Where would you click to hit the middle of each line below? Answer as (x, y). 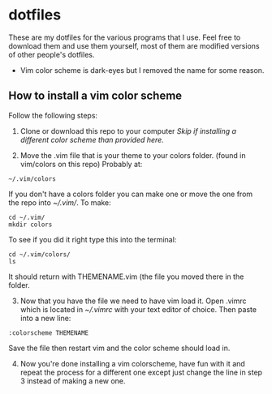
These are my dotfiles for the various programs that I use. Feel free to (125, 37)
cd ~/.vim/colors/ (39, 254)
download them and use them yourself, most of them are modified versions (134, 45)
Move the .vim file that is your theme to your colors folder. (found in (133, 155)
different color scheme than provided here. (92, 139)
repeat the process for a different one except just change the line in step (141, 372)
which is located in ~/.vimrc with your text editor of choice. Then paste (138, 309)
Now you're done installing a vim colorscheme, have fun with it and (132, 363)
